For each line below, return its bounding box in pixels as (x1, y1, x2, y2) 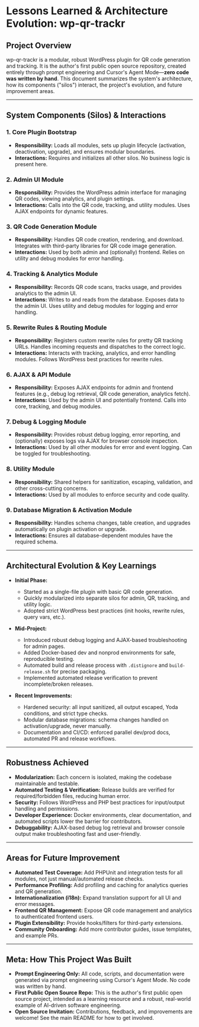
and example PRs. (14, 931, 59, 939)
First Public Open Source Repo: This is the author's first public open (14, 989, 182, 996)
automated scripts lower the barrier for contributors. (14, 818, 142, 825)
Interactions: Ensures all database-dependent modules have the (14, 532, 173, 539)
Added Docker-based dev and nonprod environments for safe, (23, 648, 176, 656)
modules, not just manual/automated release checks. (14, 875, 144, 882)
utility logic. (23, 600, 52, 608)
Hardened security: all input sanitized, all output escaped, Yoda (23, 703, 178, 710)
